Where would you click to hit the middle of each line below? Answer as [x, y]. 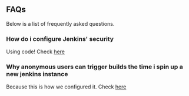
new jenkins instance [37, 74]
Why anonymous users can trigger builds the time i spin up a [95, 67]
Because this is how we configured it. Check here [66, 87]
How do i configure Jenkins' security [60, 39]
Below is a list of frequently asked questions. [60, 23]
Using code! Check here [36, 52]
